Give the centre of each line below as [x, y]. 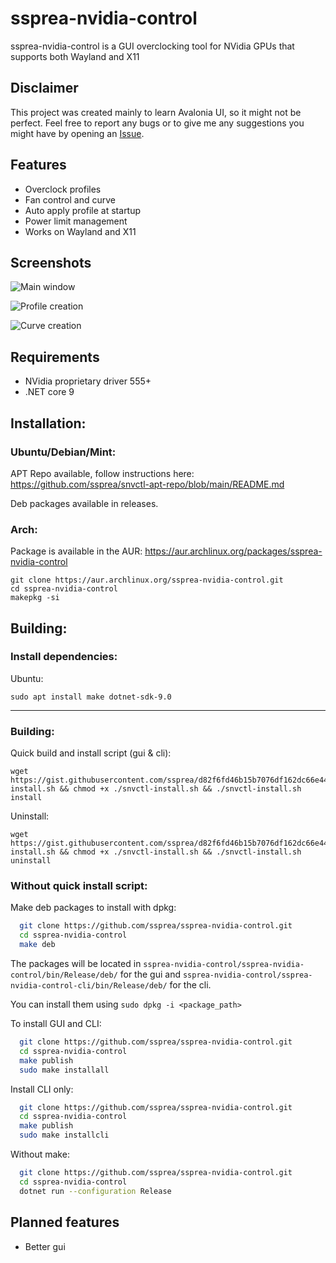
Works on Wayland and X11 [80, 231]
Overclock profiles [63, 189]
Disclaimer [44, 88]
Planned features [65, 1222]
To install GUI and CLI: [56, 1024]
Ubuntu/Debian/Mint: [63, 452]
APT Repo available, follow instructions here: [102, 473]
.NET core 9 [49, 392]
